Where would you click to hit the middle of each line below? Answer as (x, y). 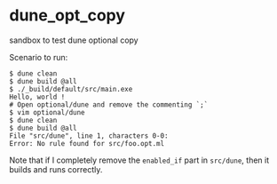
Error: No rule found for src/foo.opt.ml (87, 143)
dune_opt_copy (67, 16)
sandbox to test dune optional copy (74, 40)
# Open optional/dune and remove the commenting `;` (109, 104)
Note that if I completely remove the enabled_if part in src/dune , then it (139, 160)
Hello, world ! (37, 97)
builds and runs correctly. (56, 169)
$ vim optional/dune (47, 112)
